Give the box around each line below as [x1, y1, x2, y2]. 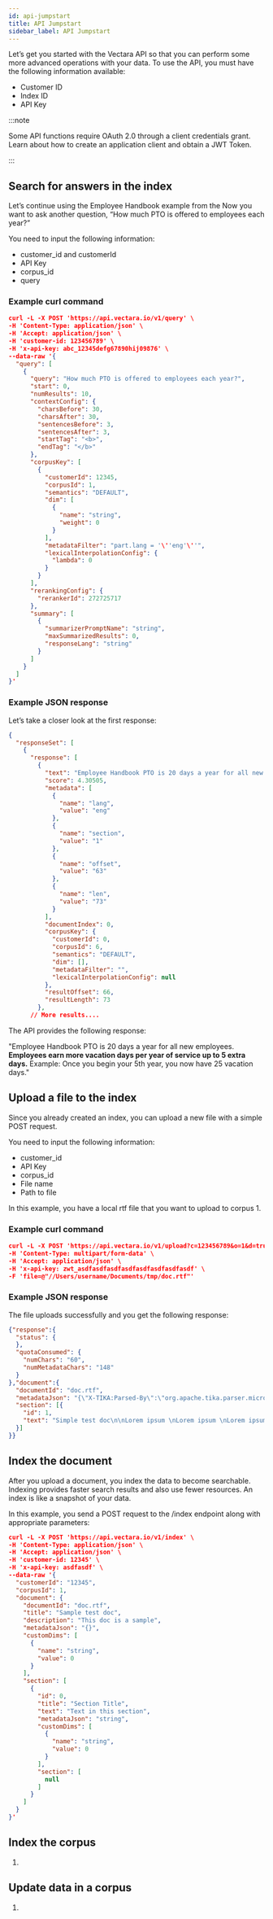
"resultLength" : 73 [44, 996, 111, 1004]
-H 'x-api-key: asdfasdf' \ [8, 1563, 104, 1571]
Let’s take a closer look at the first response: [8, 715, 157, 725]
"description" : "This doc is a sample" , [23, 1616, 162, 1624]
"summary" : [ [29, 610, 75, 618]
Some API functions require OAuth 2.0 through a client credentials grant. [8, 131, 251, 141]
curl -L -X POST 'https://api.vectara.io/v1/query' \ [8, 314, 195, 322]
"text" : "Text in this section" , [37, 1707, 151, 1716]
